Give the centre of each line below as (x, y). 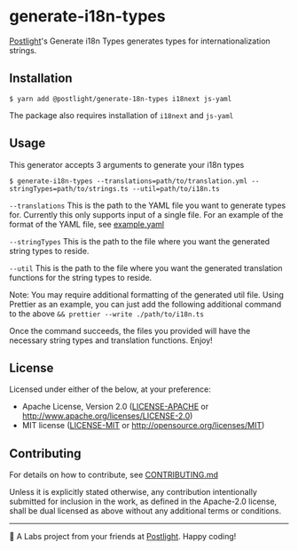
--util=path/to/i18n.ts (176, 188)
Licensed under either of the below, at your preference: (110, 389)
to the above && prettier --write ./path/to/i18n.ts (106, 314)
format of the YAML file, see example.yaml (87, 224)
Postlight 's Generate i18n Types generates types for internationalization (140, 41)
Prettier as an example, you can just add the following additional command (145, 304)
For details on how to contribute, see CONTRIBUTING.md (114, 475)
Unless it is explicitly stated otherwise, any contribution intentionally (133, 492)
